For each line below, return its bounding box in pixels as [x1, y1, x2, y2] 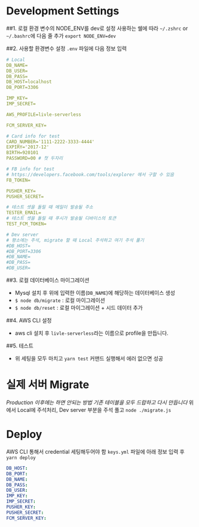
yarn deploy [6, 455, 36, 461]
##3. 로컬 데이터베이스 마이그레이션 [6, 276, 90, 284]
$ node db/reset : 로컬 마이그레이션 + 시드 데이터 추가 [14, 304, 143, 312]
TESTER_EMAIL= [6, 210, 42, 216]
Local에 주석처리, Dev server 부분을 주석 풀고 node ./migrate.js [17, 406, 172, 413]
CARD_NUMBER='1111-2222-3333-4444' [6, 138, 95, 144]
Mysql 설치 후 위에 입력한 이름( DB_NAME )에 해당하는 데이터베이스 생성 [14, 289, 175, 297]
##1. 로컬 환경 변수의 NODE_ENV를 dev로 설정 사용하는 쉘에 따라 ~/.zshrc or [6, 24, 188, 32]
